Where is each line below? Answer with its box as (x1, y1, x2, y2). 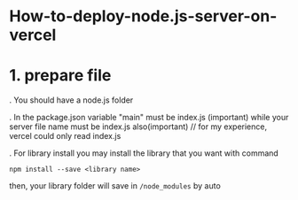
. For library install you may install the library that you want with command (9, 148, 279, 158)
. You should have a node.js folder (9, 95, 134, 105)
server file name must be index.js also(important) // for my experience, (9, 121, 268, 132)
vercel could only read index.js (9, 131, 122, 142)
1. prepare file (9, 65, 112, 86)
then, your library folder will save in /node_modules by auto (9, 181, 222, 191)
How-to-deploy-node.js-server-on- (9, 6, 278, 27)
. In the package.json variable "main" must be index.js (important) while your (9, 112, 289, 123)
